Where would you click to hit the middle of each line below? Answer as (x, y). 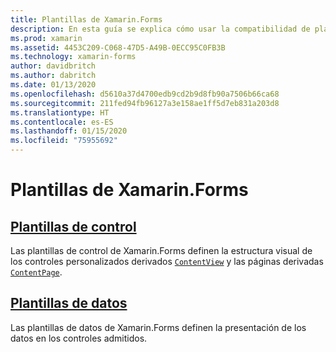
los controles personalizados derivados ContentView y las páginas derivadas (167, 261)
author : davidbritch (53, 66)
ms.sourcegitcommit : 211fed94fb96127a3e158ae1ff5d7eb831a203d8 (145, 103)
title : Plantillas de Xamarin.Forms (86, 19)
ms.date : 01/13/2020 (53, 85)
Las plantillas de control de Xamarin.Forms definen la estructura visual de (161, 250)
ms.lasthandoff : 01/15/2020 (69, 131)
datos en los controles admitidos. (79, 338)
